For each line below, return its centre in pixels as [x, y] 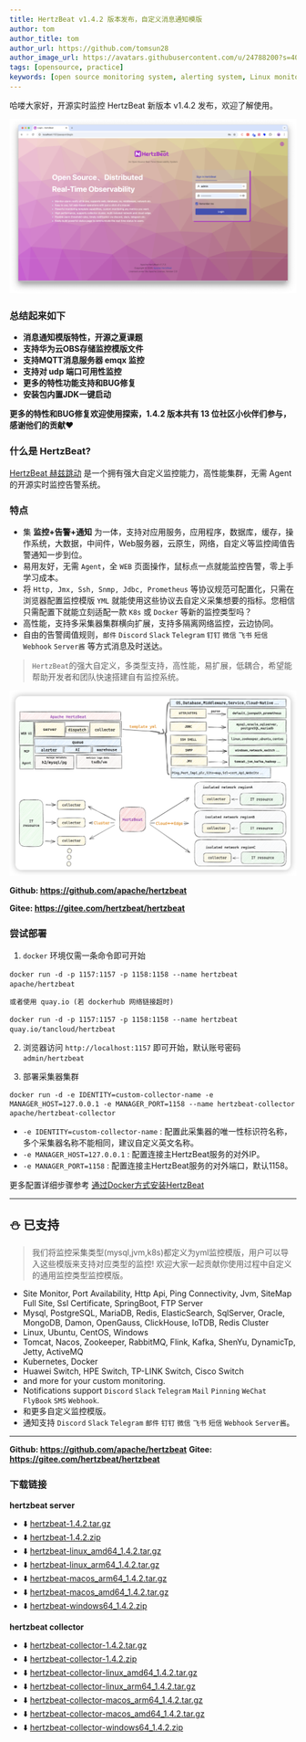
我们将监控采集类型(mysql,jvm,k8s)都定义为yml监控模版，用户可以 [156, 1252]
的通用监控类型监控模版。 [80, 1275]
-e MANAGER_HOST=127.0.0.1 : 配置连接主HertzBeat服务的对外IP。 [143, 1154]
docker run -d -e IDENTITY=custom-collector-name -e [112, 1095]
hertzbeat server [42, 1505]
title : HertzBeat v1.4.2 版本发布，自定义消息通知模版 [106, 19]
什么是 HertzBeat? [50, 451]
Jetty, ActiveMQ [53, 1352]
